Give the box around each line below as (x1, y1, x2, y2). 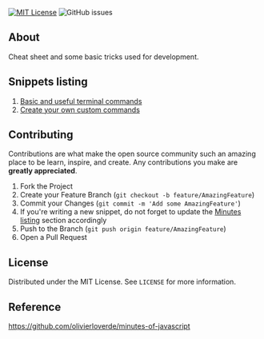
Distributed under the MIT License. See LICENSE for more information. (8, 277, 236, 287)
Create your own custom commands (19, 105, 140, 114)
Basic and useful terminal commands (19, 96, 142, 106)
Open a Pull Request (19, 233, 88, 242)
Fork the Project (19, 181, 74, 191)
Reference (8, 300, 62, 313)
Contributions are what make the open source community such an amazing (8, 149, 256, 159)
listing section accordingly (19, 216, 107, 225)
